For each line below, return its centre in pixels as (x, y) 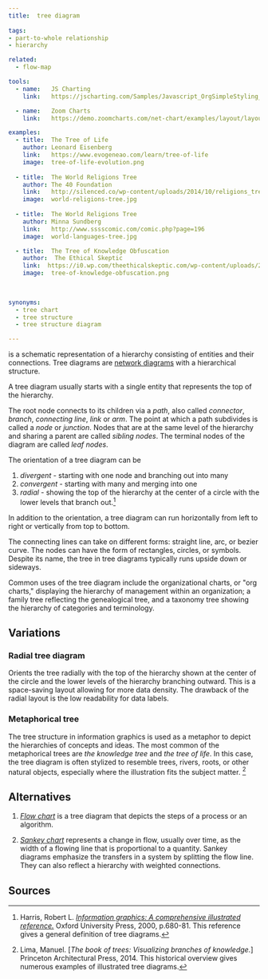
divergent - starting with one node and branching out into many (124, 476)
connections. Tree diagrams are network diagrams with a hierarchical (122, 363)
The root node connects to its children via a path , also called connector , (126, 411)
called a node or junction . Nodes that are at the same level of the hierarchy (131, 428)
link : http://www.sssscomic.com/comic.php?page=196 (114, 229)
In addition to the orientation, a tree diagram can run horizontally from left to (133, 517)
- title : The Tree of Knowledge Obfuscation (93, 251)
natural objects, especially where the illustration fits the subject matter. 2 (127, 771)
